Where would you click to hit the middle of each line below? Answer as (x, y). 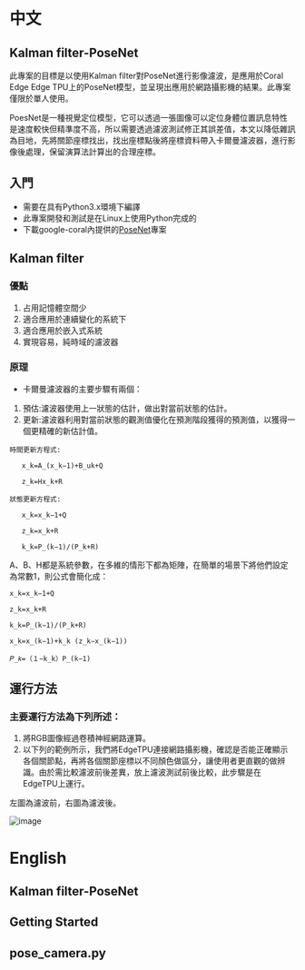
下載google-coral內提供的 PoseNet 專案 (94, 229)
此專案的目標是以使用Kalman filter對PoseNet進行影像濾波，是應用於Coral (147, 75)
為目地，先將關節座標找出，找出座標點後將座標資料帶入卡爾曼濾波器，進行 (148, 140)
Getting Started (54, 922)
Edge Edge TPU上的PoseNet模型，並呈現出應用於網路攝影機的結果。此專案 (150, 87)
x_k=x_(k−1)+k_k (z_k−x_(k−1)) (69, 641)
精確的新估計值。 (70, 431)
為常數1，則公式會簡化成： (59, 576)
